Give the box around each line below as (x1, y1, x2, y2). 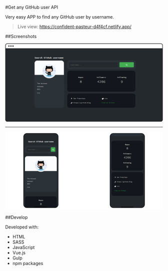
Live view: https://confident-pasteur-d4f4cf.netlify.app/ (17, 24, 131, 30)
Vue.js (12, 249, 26, 255)
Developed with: (5, 224, 39, 230)
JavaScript (12, 244, 35, 250)
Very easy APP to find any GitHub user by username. (5, 14, 114, 20)
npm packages (12, 260, 43, 266)
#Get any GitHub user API (5, 5, 58, 10)
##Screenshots (5, 34, 37, 39)
